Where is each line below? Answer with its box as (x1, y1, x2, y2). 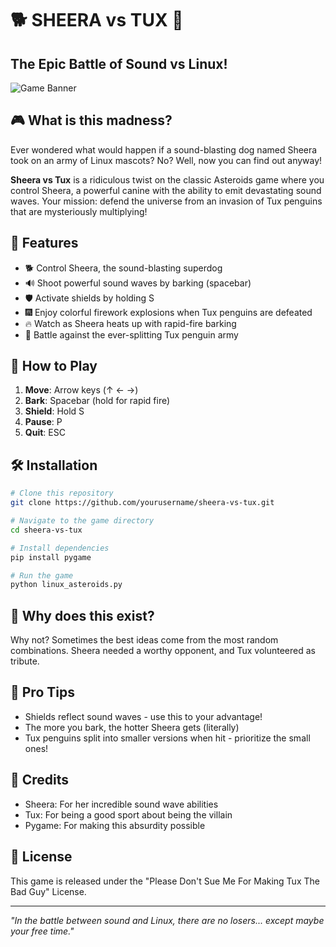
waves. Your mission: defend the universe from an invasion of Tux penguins (10, 195, 323, 207)
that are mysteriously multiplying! (10, 205, 148, 217)
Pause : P (24, 416, 63, 428)
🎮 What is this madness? (10, 112, 173, 129)
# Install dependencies (10, 543, 110, 553)
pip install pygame (10, 552, 92, 562)
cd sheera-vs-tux (10, 525, 83, 535)
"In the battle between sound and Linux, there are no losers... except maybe (10, 914, 325, 926)
